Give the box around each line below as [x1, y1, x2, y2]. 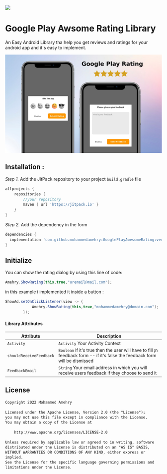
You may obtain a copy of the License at [5, 420, 92, 425]
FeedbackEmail [7, 368, 37, 373]
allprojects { [5, 186, 35, 191]
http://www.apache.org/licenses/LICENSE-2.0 [14, 430, 108, 435]
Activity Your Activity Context [58, 340, 121, 346]
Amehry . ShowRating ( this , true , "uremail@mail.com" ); [5, 280, 112, 285]
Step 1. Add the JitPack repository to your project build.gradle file [5, 176, 142, 182]
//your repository [23, 197, 61, 202]
